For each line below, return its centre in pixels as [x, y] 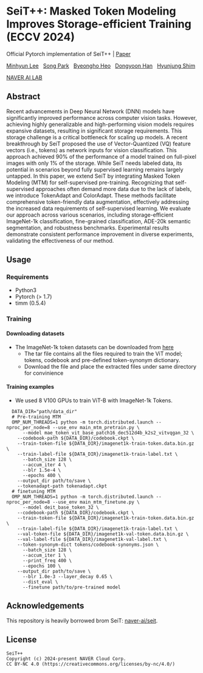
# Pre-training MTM [36, 417]
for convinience [44, 373]
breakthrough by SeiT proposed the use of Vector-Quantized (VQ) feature [99, 144]
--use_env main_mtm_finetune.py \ [96, 502]
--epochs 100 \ [42, 566]
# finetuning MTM [34, 491]
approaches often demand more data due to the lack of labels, [114, 189]
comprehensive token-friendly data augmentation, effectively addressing [98, 201]
